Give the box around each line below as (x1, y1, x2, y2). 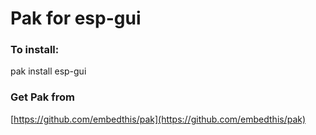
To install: (10, 43, 60, 57)
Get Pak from (10, 90, 75, 104)
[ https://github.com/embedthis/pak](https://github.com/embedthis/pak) (10, 113, 307, 125)
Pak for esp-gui (10, 7, 142, 30)
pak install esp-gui (10, 65, 87, 77)
